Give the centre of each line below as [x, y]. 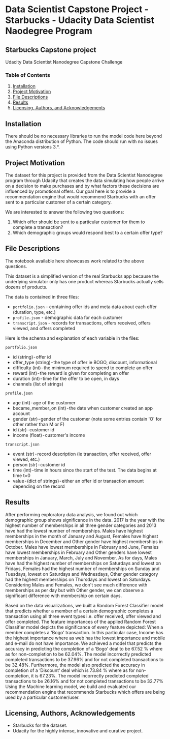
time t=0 [21, 475]
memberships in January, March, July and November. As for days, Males [81, 557]
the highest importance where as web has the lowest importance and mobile [85, 638]
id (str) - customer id [33, 430]
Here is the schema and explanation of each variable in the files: [72, 338]
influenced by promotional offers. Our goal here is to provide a [70, 191]
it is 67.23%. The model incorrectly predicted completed [90, 675]
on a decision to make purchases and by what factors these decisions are [82, 186]
